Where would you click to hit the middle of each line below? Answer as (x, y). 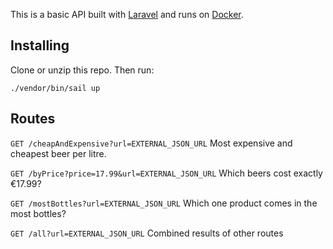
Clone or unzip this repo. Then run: (82, 70)
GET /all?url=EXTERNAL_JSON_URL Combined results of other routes (147, 233)
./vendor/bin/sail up (55, 88)
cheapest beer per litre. (58, 153)
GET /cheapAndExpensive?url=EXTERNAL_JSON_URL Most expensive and (151, 143)
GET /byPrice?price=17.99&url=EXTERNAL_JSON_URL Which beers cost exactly (166, 173)
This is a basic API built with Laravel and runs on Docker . (127, 14)
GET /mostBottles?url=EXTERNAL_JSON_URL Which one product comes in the (164, 203)
